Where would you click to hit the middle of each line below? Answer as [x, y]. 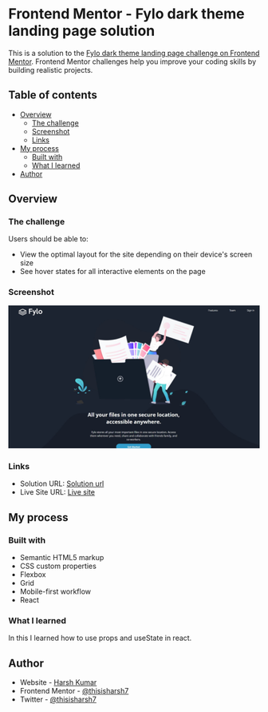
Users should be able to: [49, 239]
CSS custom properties [58, 566]
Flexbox [33, 575]
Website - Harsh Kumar [58, 682]
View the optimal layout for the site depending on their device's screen [136, 255]
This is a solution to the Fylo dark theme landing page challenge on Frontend [134, 53]
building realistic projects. [51, 70]
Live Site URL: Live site [57, 492]
